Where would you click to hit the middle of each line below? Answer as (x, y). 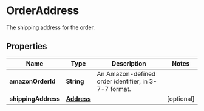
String (75, 81)
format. (121, 89)
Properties (27, 46)
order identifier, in (122, 81)
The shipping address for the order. (51, 27)
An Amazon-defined (126, 73)
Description (129, 63)
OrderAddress (43, 11)
